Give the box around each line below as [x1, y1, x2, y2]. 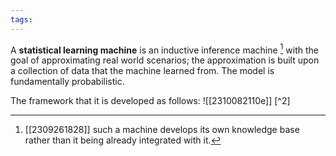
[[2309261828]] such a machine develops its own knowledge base [24, 124, 300, 136]
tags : [10, 14, 33, 25]
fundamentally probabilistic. [10, 76, 125, 88]
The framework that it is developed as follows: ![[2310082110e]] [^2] [10, 95, 291, 107]
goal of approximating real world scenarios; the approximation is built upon [10, 54, 320, 66]
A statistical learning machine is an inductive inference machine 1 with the [10, 42, 319, 56]
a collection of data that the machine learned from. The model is [10, 65, 275, 77]
